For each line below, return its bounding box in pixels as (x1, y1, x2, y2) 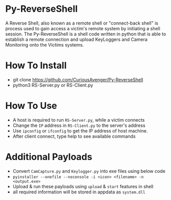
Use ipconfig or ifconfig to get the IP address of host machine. (12, 127, 148, 134)
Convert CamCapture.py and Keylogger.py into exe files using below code (12, 168, 165, 174)
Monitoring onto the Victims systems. (5, 41, 84, 48)
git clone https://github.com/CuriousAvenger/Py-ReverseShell (12, 76, 143, 82)
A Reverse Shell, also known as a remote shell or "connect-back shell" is (5, 20, 159, 26)
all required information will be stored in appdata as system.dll (12, 189, 145, 195)
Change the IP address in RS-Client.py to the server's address (12, 122, 146, 128)
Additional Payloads (5, 151, 93, 163)
